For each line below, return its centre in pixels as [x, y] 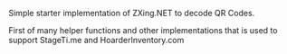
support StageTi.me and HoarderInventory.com [96, 40]
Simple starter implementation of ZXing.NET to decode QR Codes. [132, 13]
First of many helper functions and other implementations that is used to [143, 30]
